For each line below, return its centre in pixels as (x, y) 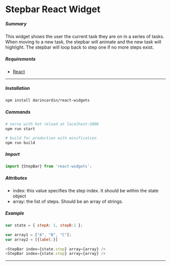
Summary (16, 23)
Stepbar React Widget (53, 9)
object (19, 196)
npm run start (20, 129)
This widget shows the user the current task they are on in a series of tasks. (85, 37)
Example (15, 213)
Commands (18, 112)
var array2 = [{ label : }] (32, 240)
